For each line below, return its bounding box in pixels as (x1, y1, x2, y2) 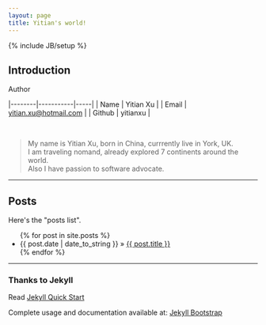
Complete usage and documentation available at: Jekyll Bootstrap (8, 308, 223, 317)
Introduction (8, 63, 71, 77)
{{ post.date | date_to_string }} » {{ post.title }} (19, 239, 171, 249)
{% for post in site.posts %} (19, 231, 111, 240)
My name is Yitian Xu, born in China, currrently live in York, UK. (27, 139, 234, 149)
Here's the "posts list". (8, 215, 82, 225)
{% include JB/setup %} (8, 40, 87, 50)
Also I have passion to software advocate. (27, 164, 165, 174)
